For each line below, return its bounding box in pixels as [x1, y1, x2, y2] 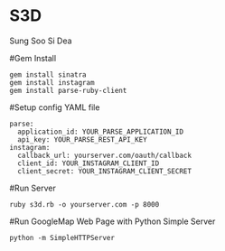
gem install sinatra [9, 70, 88, 79]
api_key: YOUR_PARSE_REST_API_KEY [17, 135, 147, 144]
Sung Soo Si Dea [9, 35, 72, 46]
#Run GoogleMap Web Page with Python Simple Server [9, 216, 216, 227]
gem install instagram [9, 78, 95, 87]
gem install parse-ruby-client [9, 86, 127, 95]
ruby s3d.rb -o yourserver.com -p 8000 [9, 200, 160, 209]
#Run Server [9, 182, 57, 193]
